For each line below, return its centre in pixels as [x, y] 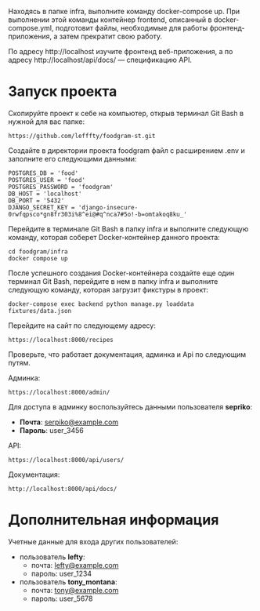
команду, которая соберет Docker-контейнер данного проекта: [114, 237]
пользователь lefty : [52, 557]
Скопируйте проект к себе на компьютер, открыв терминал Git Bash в [126, 113]
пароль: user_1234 [61, 573]
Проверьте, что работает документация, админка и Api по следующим [127, 354]
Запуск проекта [63, 91]
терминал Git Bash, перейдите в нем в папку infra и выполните [113, 281]
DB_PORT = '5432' [36, 200]
